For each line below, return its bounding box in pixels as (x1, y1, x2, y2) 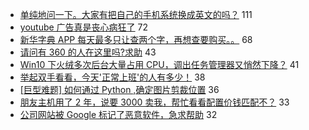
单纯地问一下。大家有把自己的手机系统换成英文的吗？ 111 (19, 9, 253, 20)
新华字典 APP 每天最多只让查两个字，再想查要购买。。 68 (19, 34, 253, 45)
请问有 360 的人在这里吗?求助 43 (19, 46, 157, 58)
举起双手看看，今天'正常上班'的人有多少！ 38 (19, 71, 206, 83)
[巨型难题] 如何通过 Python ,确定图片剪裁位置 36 (19, 84, 220, 95)
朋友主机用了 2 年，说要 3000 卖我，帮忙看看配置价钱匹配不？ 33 (19, 96, 290, 108)
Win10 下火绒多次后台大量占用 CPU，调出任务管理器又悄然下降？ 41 (19, 59, 300, 70)
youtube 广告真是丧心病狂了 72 (19, 21, 149, 33)
